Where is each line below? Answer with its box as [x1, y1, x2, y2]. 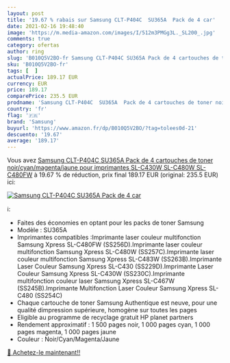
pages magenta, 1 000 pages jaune [16, 328, 116, 336]
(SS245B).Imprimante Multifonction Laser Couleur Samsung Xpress [16, 284, 207, 292]
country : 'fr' [7, 105, 48, 112]
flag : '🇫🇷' [7, 112, 41, 118]
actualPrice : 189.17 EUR [7, 73, 78, 81]
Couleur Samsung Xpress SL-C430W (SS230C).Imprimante [16, 270, 185, 278]
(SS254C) [34, 292, 63, 300]
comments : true [7, 36, 51, 42]
